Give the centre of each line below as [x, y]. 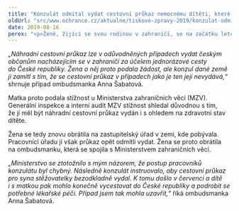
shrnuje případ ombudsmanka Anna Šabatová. [76, 84]
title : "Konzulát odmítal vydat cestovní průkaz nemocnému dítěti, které [119, 14]
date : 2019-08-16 [34, 27]
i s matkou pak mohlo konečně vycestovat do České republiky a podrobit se [119, 186]
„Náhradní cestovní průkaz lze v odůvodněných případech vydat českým [115, 54]
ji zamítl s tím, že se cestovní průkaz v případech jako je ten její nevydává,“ [118, 77]
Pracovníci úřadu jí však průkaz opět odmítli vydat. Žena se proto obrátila [115, 142]
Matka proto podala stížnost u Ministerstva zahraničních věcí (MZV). [108, 98]
